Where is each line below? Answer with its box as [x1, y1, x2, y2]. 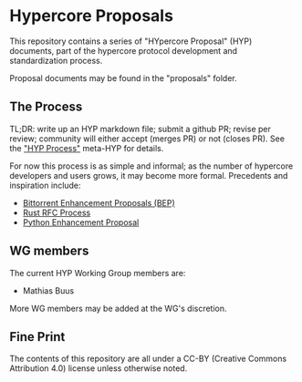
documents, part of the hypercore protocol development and [9, 45, 238, 56]
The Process [9, 99, 83, 115]
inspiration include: [9, 180, 81, 191]
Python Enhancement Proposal [22, 216, 140, 228]
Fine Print [9, 329, 66, 345]
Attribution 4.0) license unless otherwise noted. [9, 363, 188, 374]
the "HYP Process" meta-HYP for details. [9, 142, 164, 153]
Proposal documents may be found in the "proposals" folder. [9, 72, 237, 83]
